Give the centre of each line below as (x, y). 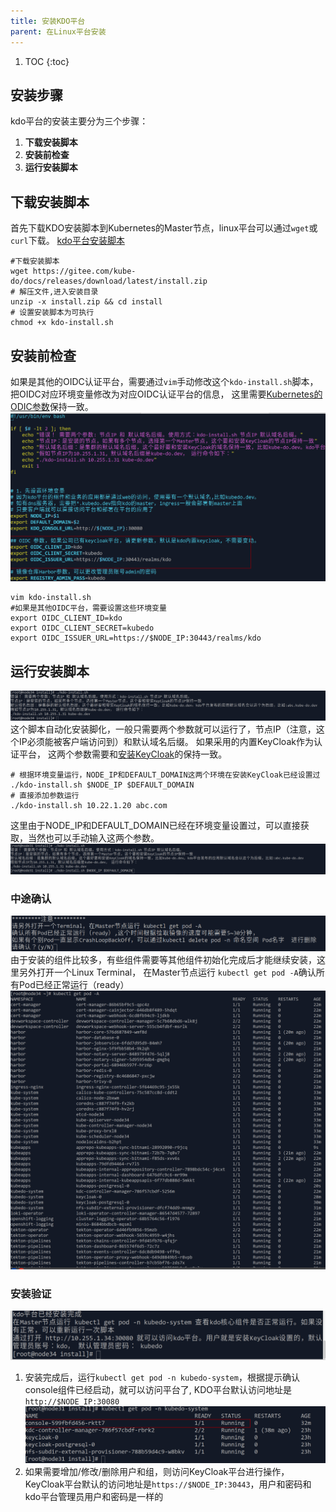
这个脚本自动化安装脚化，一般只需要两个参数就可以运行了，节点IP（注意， (163, 729)
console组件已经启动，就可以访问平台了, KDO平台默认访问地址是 (158, 1389)
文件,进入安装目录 (66, 292)
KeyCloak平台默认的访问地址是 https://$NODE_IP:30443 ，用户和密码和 (168, 1484)
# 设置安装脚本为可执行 (52, 313)
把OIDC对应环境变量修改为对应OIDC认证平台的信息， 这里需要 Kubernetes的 (166, 394)
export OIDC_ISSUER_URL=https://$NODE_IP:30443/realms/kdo (136, 638)
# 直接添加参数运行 (45, 795)
